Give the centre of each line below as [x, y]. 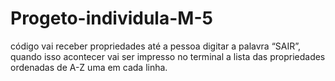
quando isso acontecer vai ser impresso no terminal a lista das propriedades [168, 56]
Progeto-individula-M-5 [111, 18]
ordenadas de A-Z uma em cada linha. [89, 67]
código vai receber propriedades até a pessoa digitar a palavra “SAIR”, [156, 46]
